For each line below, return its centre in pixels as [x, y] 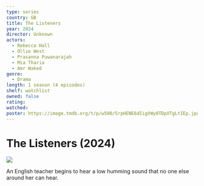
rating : [16, 102]
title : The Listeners [34, 23]
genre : [15, 74]
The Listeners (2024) [61, 143]
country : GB [21, 18]
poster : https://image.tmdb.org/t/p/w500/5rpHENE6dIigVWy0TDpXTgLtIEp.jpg [103, 113]
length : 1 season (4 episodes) [46, 85]
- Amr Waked [27, 68]
